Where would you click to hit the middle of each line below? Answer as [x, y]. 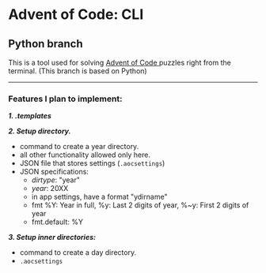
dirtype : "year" [56, 180]
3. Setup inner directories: [52, 237]
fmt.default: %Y [57, 222]
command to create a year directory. [79, 147]
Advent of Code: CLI [76, 15]
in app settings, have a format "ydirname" [99, 197]
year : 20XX [50, 189]
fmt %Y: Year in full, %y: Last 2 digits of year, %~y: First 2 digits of [140, 205]
